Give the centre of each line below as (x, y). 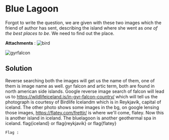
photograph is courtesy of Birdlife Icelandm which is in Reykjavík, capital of (83, 102)
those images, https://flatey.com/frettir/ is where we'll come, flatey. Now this (84, 112)
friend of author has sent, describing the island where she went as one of (81, 28)
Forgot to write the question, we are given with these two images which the (83, 23)
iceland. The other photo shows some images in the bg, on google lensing (82, 107)
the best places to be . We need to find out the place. (60, 33)
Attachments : (21, 43)
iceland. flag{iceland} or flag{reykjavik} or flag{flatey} (61, 123)
